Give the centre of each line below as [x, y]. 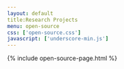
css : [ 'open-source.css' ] [44, 32]
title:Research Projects [42, 20]
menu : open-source [33, 26]
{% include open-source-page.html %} [62, 58]
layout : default [30, 13]
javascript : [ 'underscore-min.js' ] [58, 39]
